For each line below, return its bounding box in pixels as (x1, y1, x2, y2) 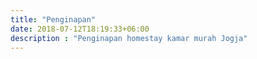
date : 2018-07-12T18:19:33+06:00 (10, 24, 150, 34)
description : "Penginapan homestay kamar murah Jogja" (10, 33, 248, 43)
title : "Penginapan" (10, 14, 97, 25)
